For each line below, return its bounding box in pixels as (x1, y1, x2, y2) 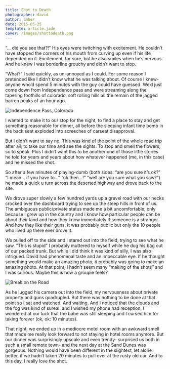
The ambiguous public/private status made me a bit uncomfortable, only (5, 206, 156, 212)
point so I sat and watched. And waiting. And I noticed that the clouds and (5, 300, 159, 306)
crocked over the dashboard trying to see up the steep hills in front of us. (5, 200, 158, 207)
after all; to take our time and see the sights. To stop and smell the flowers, (5, 143, 161, 149)
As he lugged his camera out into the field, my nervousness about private (5, 289, 158, 295)
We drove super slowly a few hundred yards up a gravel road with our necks (5, 195, 164, 201)
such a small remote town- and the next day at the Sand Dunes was (5, 342, 147, 348)
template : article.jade (5, 26, 56, 31)
